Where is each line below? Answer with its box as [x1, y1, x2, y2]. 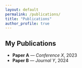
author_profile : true [5, 21, 50, 26]
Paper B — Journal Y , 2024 [12, 58, 69, 64]
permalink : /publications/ [5, 12, 61, 17]
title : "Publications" [5, 16, 52, 21]
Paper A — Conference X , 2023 [12, 52, 78, 58]
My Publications [5, 39, 56, 47]
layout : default [5, 7, 39, 12]
